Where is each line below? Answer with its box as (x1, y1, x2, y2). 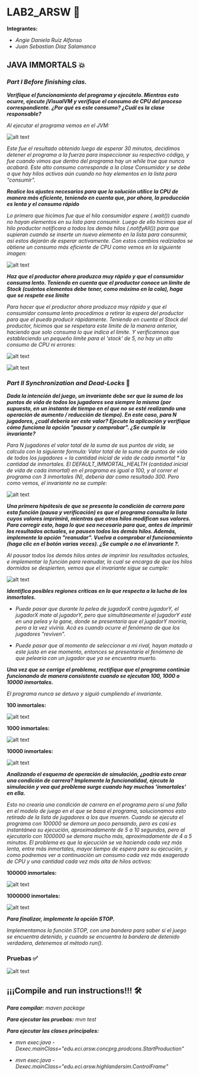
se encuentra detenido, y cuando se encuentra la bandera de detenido (7, 933, 180, 940)
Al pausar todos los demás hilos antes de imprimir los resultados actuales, (7, 551, 190, 558)
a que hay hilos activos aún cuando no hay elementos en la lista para (7, 170, 177, 177)
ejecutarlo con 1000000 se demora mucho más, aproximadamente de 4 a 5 (7, 832, 192, 839)
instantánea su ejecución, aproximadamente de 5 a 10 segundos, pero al (7, 826, 185, 833)
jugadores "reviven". (15, 630, 66, 637)
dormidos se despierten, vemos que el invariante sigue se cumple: (7, 564, 169, 572)
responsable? (7, 110, 41, 118)
